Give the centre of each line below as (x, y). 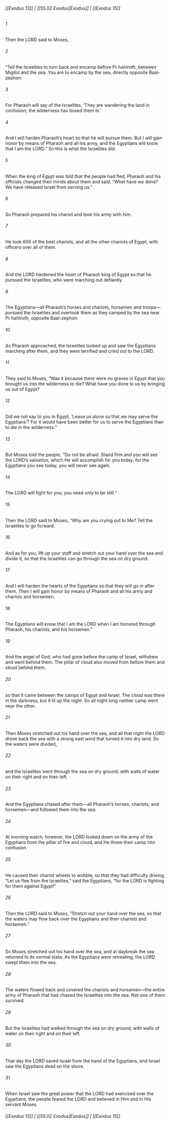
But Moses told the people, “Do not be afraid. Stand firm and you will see (82, 455)
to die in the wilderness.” (31, 428)
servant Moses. (22, 1104)
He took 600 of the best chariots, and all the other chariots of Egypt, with (82, 242)
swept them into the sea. (31, 962)
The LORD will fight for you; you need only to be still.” (61, 493)
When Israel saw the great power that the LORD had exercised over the (79, 1093)
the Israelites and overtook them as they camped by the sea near (92, 313)
